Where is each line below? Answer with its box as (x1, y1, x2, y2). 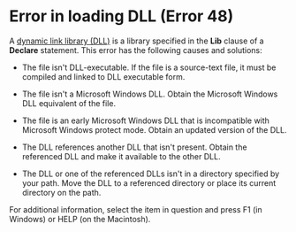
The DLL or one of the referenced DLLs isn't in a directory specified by (21, 168, 280, 179)
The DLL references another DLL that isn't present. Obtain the (21, 142, 247, 152)
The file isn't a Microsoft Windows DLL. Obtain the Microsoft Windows (21, 89, 278, 99)
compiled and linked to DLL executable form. (21, 71, 186, 81)
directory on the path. (21, 187, 102, 197)
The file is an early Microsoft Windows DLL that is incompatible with (21, 115, 269, 126)
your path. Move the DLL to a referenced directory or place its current (21, 177, 277, 188)
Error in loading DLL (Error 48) (9, 6, 234, 27)
